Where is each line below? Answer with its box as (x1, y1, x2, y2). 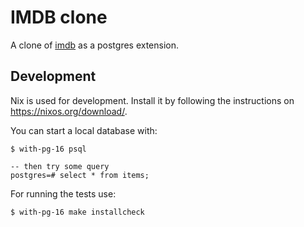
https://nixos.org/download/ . (10, 105, 128, 117)
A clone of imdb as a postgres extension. (10, 39, 180, 51)
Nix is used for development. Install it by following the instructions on (10, 94, 295, 106)
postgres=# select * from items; (10, 170, 150, 180)
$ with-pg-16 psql (10, 144, 87, 154)
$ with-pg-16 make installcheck (10, 207, 145, 217)
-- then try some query (10, 161, 110, 171)
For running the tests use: (10, 187, 117, 200)
